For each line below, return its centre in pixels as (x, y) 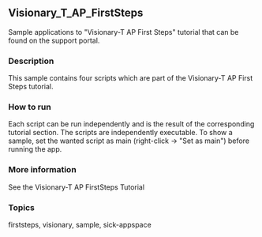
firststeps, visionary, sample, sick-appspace (80, 225)
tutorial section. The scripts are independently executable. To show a (120, 133)
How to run (30, 107)
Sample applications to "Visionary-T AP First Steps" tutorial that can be (124, 32)
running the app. (35, 149)
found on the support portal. (54, 40)
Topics (22, 207)
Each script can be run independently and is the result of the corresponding (131, 124)
